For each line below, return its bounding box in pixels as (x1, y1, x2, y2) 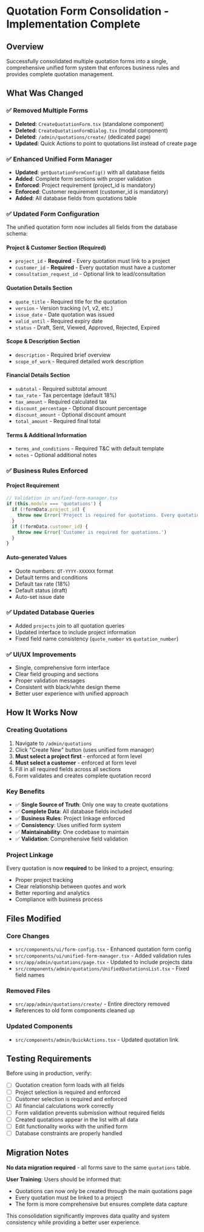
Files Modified (6, 913, 62, 923)
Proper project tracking (15, 877, 73, 884)
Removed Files (6, 986, 50, 995)
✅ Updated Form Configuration (6, 209, 100, 218)
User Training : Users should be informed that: (6, 1175, 122, 1183)
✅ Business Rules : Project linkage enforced (15, 814, 126, 822)
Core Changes (6, 931, 50, 940)
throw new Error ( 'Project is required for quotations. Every (17, 513, 175, 519)
